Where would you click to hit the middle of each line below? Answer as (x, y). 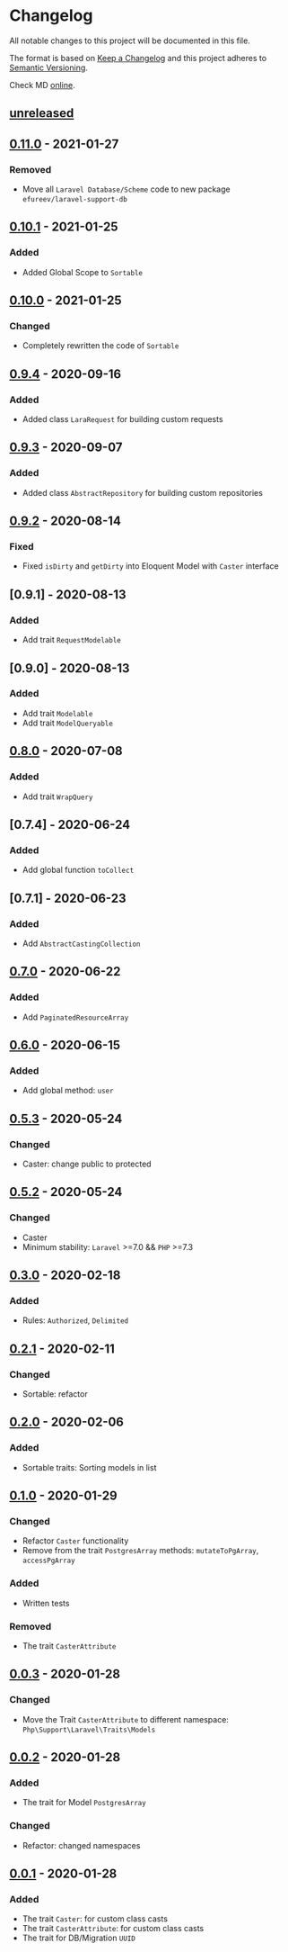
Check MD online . (42, 85)
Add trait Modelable (57, 713)
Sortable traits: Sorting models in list (89, 1467)
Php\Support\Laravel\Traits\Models (89, 1730)
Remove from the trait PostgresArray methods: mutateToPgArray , (140, 1551)
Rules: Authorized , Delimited (75, 1320)
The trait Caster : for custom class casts (95, 1919)
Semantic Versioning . (48, 67)
